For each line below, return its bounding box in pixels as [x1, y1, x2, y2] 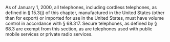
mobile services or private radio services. [5, 31, 93, 37]
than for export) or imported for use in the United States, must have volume [5, 15, 164, 21]
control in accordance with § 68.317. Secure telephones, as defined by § [5, 20, 157, 26]
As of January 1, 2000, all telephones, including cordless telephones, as [5, 5, 157, 10]
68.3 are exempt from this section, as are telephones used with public [5, 26, 153, 32]
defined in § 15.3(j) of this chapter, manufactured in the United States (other [5, 10, 165, 16]
